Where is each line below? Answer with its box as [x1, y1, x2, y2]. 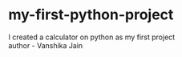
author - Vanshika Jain [8, 40, 83, 50]
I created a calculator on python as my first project [8, 32, 176, 42]
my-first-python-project [8, 6, 174, 24]
